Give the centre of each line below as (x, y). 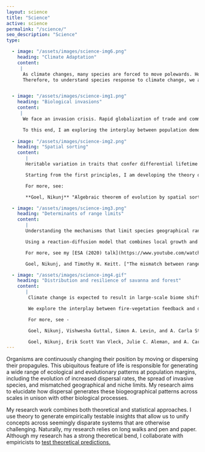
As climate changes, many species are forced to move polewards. (107, 74)
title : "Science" (28, 18)
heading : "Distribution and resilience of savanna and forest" (99, 281)
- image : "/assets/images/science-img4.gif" (69, 275)
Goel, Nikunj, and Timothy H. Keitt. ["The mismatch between (105, 264)
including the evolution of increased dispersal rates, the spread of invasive (100, 379)
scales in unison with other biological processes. (68, 398)
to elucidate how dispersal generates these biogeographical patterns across (102, 392)
